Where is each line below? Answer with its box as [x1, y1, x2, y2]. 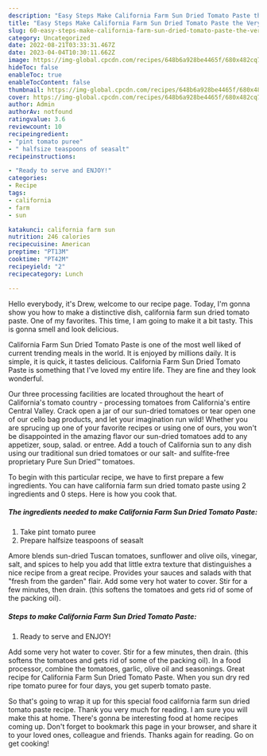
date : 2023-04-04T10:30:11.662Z [8, 49, 115, 57]
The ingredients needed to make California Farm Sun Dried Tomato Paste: [8, 507, 258, 517]
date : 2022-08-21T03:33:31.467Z [8, 41, 115, 49]
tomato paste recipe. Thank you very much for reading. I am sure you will [8, 705, 248, 715]
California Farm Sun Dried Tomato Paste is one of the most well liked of [8, 339, 242, 349]
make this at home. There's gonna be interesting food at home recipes [8, 714, 238, 723]
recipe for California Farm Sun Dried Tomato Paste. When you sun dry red [8, 672, 250, 682]
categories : [8, 174, 48, 182]
